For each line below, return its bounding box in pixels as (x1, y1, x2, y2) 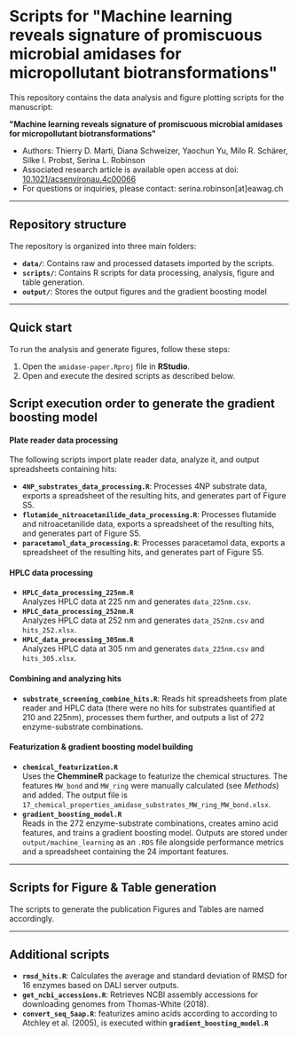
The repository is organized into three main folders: (9, 240, 197, 251)
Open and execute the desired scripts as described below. (21, 370, 236, 381)
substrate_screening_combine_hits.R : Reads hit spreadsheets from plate (21, 693, 287, 703)
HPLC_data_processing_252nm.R (21, 608, 135, 617)
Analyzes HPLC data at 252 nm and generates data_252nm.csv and (21, 615, 264, 626)
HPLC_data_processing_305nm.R (21, 636, 135, 645)
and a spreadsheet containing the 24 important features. (21, 845, 229, 857)
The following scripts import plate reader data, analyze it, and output (9, 454, 260, 465)
